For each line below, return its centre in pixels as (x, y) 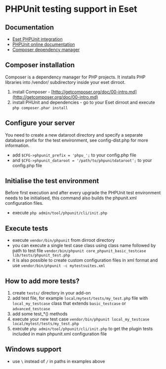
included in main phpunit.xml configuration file (60, 334)
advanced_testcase (31, 309)
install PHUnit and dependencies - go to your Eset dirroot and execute (83, 102)
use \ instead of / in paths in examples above (59, 361)
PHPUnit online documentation (43, 44)
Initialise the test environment (52, 181)
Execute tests (27, 228)
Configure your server (40, 123)
